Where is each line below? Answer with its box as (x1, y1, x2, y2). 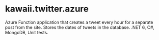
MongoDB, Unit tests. (5, 29, 48, 35)
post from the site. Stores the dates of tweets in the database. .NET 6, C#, (5, 24, 155, 30)
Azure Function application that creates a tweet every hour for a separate (5, 19, 154, 25)
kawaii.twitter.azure (5, 3, 89, 14)
